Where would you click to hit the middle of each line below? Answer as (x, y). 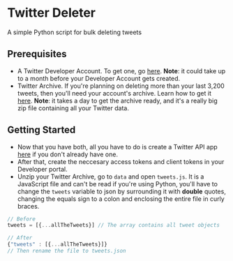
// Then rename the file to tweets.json (67, 251)
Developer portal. (42, 169)
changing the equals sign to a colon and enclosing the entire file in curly (121, 199)
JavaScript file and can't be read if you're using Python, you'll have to (118, 184)
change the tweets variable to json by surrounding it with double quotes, (122, 191)
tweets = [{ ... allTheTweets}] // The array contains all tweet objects (113, 225)
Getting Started (42, 130)
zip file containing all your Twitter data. (73, 108)
